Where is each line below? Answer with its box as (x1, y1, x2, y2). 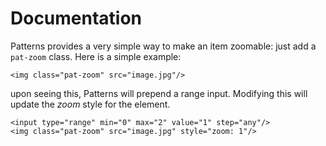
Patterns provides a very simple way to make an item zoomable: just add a (10, 40, 317, 52)
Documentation (10, 7, 143, 30)
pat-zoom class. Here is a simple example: (10, 50, 182, 62)
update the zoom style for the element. (10, 98, 171, 110)
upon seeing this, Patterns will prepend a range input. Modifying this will (10, 87, 308, 99)
